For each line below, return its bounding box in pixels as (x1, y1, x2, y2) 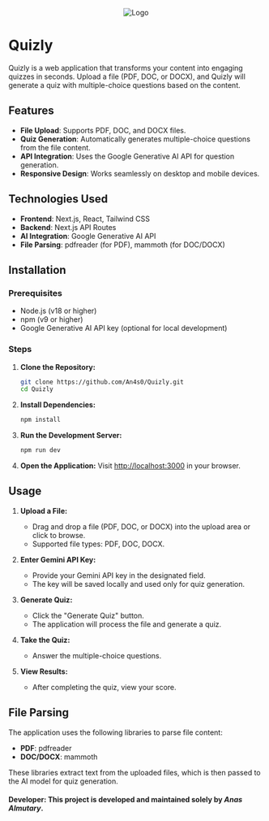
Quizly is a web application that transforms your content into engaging (8, 63, 243, 72)
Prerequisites (8, 287, 62, 298)
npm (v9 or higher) (19, 315, 83, 324)
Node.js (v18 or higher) (19, 306, 97, 316)
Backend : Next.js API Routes (19, 222, 117, 232)
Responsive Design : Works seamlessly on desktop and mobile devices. (19, 168, 260, 178)
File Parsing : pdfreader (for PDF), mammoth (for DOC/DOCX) (19, 240, 225, 250)
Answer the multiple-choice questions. (32, 650, 162, 660)
